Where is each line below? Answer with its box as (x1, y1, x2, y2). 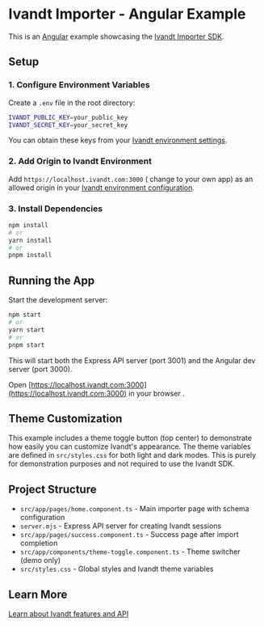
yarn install (8, 236, 52, 244)
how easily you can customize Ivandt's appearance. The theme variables (8, 442, 252, 451)
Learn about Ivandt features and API (8, 608, 129, 619)
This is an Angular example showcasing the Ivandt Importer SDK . (8, 32, 224, 41)
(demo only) (19, 556, 61, 565)
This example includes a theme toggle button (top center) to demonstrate (8, 434, 253, 443)
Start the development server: (8, 295, 108, 305)
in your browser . (128, 388, 186, 398)
